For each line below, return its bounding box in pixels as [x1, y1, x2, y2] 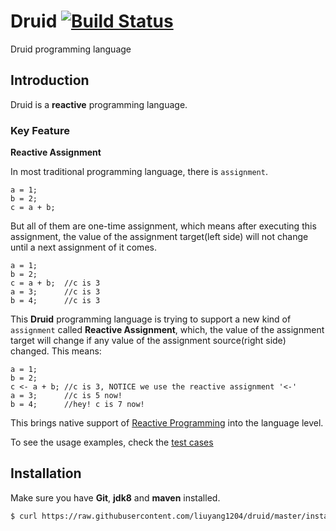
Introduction [10, 72, 90, 89]
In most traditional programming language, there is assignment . [10, 166, 268, 178]
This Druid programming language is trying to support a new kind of [10, 313, 292, 325]
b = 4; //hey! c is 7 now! [10, 400, 145, 410]
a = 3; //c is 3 [10, 287, 101, 297]
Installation [10, 465, 82, 482]
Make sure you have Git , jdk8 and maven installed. [10, 491, 221, 504]
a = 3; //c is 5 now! [10, 391, 123, 401]
